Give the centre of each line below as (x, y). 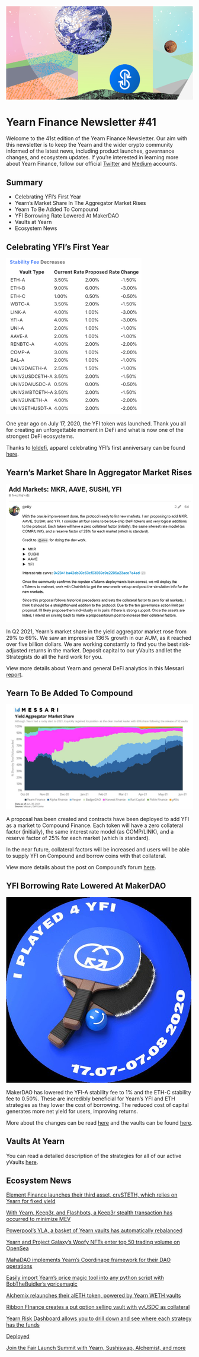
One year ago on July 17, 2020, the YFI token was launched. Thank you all (96, 424)
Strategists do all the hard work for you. (54, 657)
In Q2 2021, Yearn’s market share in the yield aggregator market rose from (97, 631)
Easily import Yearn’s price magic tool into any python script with (85, 1278)
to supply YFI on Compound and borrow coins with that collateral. (86, 856)
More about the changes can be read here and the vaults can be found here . (99, 1122)
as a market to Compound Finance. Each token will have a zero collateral (95, 825)
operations (19, 1266)
